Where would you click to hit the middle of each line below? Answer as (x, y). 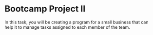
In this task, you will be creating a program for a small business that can (76, 22)
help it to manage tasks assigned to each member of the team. (67, 27)
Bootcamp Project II (45, 9)
